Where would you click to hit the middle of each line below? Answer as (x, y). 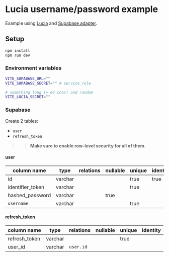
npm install (18, 51)
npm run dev (18, 55)
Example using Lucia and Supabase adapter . (51, 23)
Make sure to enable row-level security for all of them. (88, 146)
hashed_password (29, 195)
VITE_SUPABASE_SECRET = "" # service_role (48, 83)
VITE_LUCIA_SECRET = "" (28, 97)
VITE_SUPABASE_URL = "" (28, 78)
